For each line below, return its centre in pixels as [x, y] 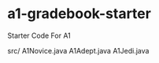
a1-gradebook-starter [79, 14]
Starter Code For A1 [39, 35]
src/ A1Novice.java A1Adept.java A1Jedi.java [78, 50]
